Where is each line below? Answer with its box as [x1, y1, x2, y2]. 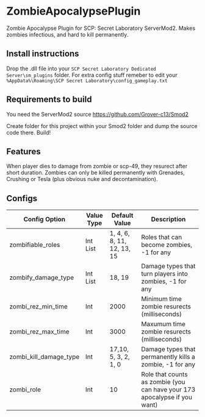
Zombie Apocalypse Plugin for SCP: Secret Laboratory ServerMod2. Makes [6, 24, 196, 32]
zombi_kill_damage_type [9, 352, 80, 361]
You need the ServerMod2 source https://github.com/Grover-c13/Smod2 [6, 110, 189, 118]
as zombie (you [141, 378, 185, 387]
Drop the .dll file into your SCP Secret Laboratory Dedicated [6, 65, 157, 72]
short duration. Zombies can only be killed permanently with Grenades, [6, 169, 185, 176]
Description [151, 215, 186, 224]
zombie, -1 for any [141, 360, 195, 369]
